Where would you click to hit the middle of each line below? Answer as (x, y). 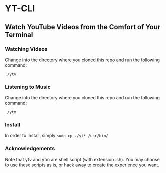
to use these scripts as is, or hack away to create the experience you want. (82, 165)
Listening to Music (28, 87)
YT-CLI (20, 9)
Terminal (19, 35)
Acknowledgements (30, 149)
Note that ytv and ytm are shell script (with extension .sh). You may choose (82, 159)
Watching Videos (26, 49)
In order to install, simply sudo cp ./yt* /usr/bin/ (57, 136)
